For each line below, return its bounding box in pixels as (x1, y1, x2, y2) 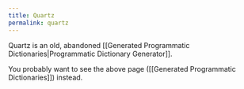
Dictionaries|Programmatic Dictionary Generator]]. (8, 49, 173, 58)
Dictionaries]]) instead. (8, 72, 83, 82)
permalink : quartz (8, 19, 69, 27)
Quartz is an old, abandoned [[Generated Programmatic (8, 40, 190, 50)
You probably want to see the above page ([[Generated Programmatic (8, 64, 236, 73)
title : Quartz (8, 11, 55, 20)
